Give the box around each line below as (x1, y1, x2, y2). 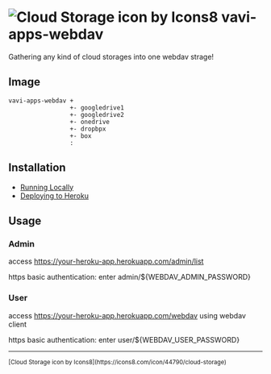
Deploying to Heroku (19, 190, 89, 201)
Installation (8, 161, 66, 175)
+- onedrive (69, 118, 110, 126)
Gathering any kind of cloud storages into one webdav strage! (8, 52, 215, 61)
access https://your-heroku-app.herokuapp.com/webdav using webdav (8, 310, 246, 320)
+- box (69, 131, 92, 140)
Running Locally (19, 182, 74, 192)
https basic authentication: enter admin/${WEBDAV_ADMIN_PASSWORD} (8, 272, 252, 282)
